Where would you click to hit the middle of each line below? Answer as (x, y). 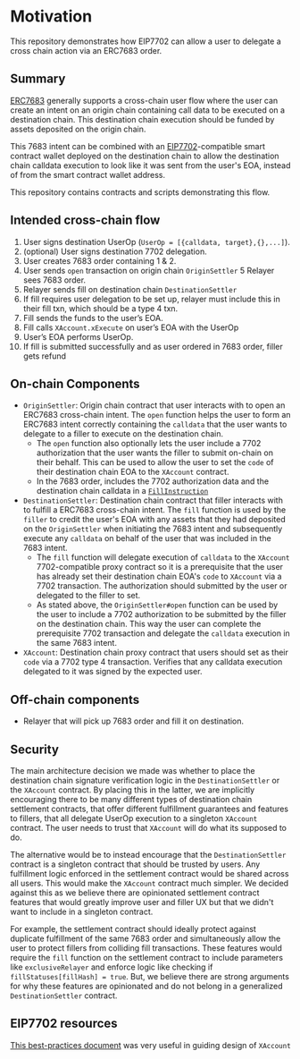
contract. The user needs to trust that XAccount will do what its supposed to (148, 828)
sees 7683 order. (54, 280)
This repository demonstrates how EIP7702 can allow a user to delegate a (146, 41)
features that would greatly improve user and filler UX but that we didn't (142, 902)
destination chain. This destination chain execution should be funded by (142, 119)
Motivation (51, 17)
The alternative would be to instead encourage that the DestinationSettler (148, 855)
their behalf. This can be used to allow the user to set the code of (155, 462)
